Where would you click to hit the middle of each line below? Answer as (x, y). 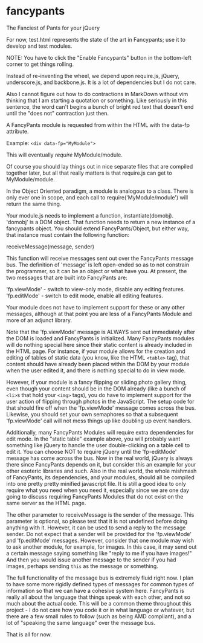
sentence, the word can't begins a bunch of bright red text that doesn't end (100, 106)
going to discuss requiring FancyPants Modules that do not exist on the (95, 496)
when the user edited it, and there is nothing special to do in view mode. (96, 370)
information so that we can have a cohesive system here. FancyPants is (95, 590)
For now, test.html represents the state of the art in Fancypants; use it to (96, 39)
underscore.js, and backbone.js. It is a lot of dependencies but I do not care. (101, 82)
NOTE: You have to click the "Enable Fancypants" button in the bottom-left (99, 57)
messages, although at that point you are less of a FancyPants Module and (99, 314)
